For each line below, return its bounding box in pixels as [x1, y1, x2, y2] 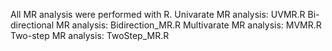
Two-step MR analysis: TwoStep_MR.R [10, 30, 170, 41]
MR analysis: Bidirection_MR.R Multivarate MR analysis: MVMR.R [55, 19, 322, 31]
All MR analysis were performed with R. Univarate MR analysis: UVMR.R [10, 9, 306, 20]
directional [10, 19, 55, 31]
